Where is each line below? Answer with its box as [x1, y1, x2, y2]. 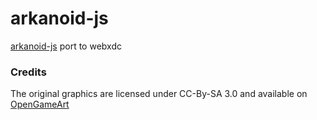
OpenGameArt [10, 98, 70, 111]
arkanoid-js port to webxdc [10, 40, 122, 52]
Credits [10, 65, 47, 79]
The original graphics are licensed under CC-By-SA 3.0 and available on [10, 88, 308, 100]
